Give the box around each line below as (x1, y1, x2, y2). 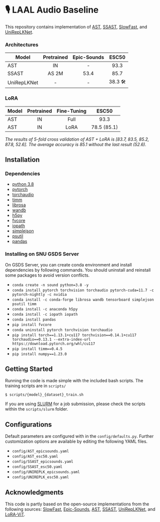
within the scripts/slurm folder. (5, 406, 69, 412)
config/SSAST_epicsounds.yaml (12, 459, 74, 464)
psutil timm (12, 302, 36, 306)
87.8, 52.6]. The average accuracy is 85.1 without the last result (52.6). (5, 141, 147, 147)
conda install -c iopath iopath (12, 312, 78, 317)
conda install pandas (12, 317, 56, 322)
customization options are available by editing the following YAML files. (5, 438, 148, 444)
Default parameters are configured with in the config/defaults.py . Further (5, 434, 154, 439)
